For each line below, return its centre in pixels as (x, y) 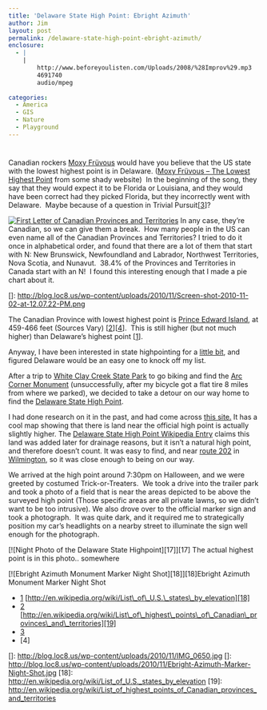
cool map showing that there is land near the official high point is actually (129, 425)
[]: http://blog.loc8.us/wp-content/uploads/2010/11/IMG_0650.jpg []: (120, 656)
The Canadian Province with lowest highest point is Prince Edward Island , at (133, 319)
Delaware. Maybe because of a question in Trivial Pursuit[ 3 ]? (110, 205)
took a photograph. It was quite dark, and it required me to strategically (126, 517)
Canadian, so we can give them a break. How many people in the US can (129, 229)
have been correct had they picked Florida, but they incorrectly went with (129, 196)
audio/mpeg (55, 82)
